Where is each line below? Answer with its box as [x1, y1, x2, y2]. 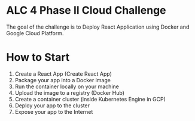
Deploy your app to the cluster [14, 102, 90, 109]
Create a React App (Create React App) [14, 70, 112, 77]
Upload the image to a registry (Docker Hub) [14, 89, 124, 96]
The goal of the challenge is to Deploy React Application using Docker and [6, 23, 190, 30]
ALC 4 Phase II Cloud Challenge [6, 4, 166, 17]
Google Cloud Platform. [6, 29, 64, 36]
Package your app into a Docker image [14, 76, 111, 83]
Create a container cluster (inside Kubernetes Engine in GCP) [14, 95, 166, 103]
